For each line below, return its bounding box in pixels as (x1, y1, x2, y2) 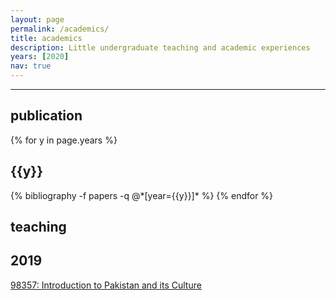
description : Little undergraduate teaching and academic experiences (10, 42, 311, 53)
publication (10, 107, 83, 125)
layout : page (10, 14, 65, 25)
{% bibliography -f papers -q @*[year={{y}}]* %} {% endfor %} (10, 189, 274, 201)
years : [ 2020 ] (10, 52, 70, 62)
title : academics (10, 33, 83, 43)
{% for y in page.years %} (10, 134, 118, 146)
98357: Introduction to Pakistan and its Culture (10, 279, 202, 291)
